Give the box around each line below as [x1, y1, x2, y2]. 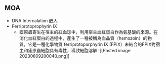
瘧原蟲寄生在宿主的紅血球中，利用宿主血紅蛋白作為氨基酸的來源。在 [19, 29, 158, 35]
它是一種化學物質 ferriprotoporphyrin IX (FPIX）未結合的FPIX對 [28, 41, 156, 47]
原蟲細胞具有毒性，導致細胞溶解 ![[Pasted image [32, 47, 131, 53]
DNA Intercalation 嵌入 [11, 17, 58, 24]
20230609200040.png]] [19, 53, 70, 59]
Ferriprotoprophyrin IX [11, 23, 57, 29]
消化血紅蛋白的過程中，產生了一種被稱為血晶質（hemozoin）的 [19, 35, 148, 41]
